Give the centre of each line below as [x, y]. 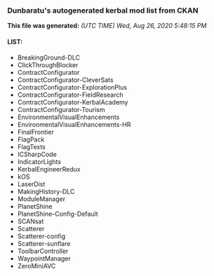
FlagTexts [31, 146]
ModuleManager [41, 199]
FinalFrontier [35, 132]
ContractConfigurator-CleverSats [65, 80]
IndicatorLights [39, 161]
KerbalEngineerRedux [49, 169]
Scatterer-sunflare [44, 243]
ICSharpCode [37, 154]
